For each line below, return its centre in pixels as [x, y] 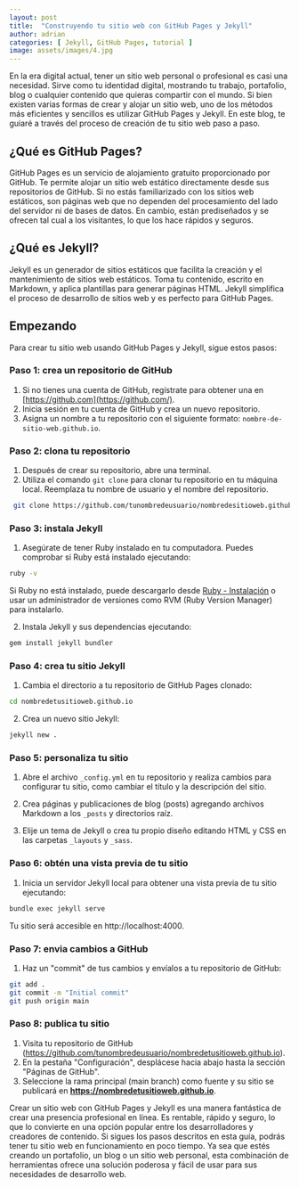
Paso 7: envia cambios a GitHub [79, 948]
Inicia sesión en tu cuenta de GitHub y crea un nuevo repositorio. [141, 409]
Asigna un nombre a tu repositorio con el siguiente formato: [131, 418]
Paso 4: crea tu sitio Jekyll [68, 666]
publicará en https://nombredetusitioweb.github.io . [119, 1090]
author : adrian [37, 34]
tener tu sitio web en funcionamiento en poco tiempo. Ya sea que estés [140, 1145]
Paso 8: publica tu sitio [59, 1024]
